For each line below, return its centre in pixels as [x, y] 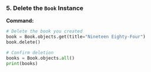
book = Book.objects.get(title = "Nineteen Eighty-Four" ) [76, 37]
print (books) [22, 63]
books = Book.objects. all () [41, 58]
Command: [20, 21]
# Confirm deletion [30, 53]
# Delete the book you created [44, 31]
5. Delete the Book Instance [45, 8]
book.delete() [24, 42]
